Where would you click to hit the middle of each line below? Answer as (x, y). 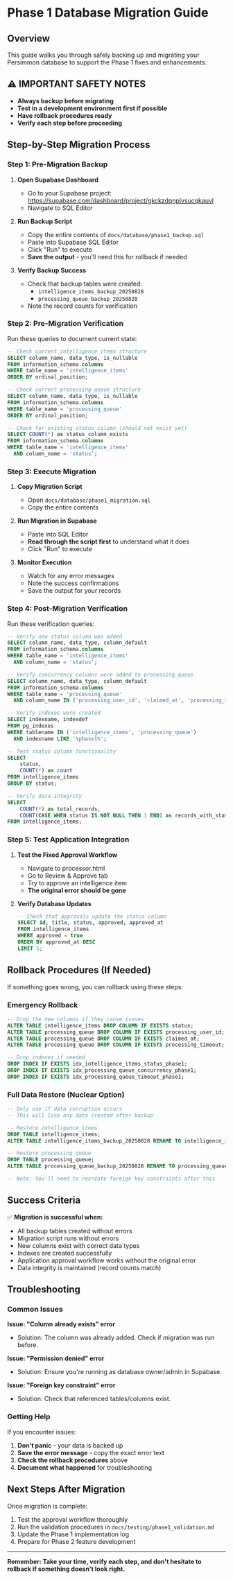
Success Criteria (44, 1200)
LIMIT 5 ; (30, 948)
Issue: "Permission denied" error (56, 1358)
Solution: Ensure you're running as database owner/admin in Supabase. (119, 1372)
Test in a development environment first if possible (92, 108)
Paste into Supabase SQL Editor (73, 242)
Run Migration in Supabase (57, 521)
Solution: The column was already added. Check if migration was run (116, 1338)
